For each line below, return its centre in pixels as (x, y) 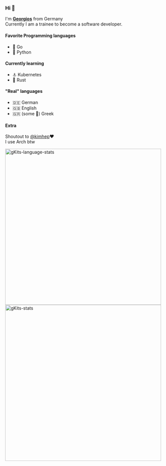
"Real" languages (24, 91)
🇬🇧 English (24, 108)
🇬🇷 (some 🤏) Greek (33, 113)
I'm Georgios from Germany (34, 19)
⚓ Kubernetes (27, 74)
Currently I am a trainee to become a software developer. (64, 24)
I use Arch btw (20, 142)
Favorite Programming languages (40, 35)
